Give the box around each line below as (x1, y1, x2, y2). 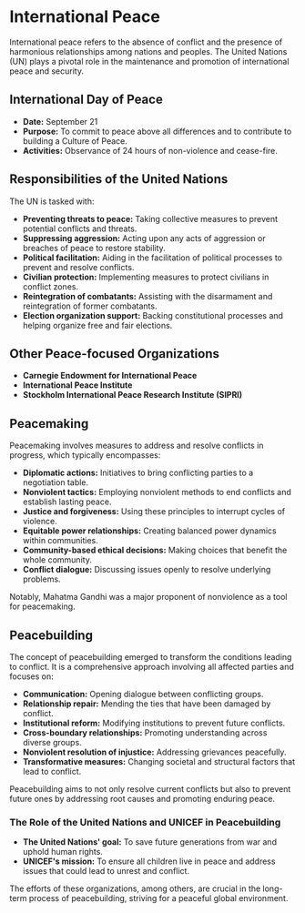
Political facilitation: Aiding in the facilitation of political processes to (22, 252, 283, 263)
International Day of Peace (9, 92, 164, 107)
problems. (22, 573, 61, 584)
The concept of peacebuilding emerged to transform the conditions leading (9, 652, 292, 662)
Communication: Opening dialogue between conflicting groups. (22, 689, 264, 699)
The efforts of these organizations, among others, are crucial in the (9, 883, 261, 894)
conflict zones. (22, 280, 79, 292)
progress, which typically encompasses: (9, 450, 161, 461)
